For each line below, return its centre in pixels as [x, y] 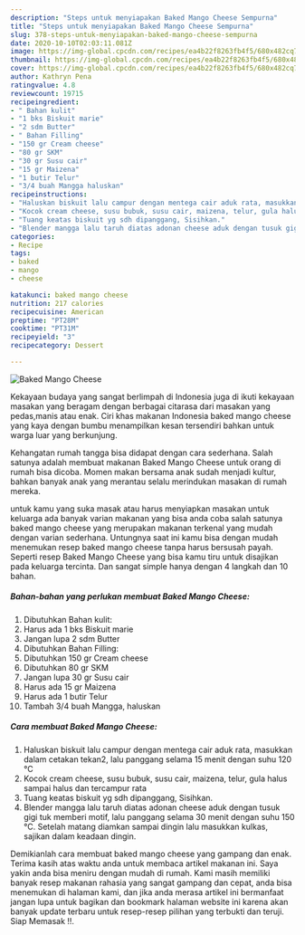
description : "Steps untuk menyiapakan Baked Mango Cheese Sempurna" [144, 18]
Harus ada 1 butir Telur [65, 696]
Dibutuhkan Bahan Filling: [71, 648]
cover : [23, 69]
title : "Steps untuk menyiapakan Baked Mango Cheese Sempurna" [132, 26]
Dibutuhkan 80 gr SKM [66, 667]
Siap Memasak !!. [43, 921]
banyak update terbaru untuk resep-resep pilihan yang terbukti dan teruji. [147, 911]
